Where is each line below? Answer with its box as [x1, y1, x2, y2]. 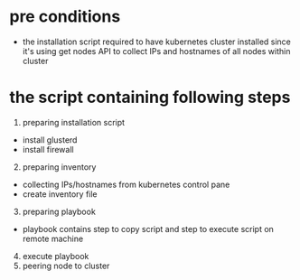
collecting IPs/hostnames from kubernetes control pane [22, 179, 230, 190]
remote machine [22, 233, 84, 244]
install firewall [22, 144, 74, 154]
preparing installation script [22, 117, 125, 127]
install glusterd [22, 134, 78, 145]
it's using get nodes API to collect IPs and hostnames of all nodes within [22, 45, 291, 56]
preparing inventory [22, 161, 97, 173]
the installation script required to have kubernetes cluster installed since [22, 36, 292, 47]
